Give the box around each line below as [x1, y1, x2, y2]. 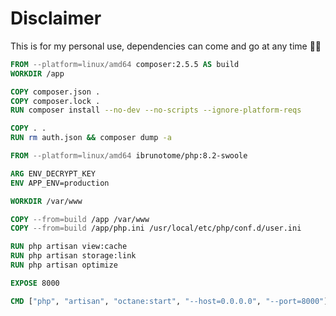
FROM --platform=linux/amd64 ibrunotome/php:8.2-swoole [10, 151, 248, 161]
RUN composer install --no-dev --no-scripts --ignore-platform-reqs [10, 105, 302, 116]
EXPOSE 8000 [10, 278, 60, 288]
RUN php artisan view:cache [10, 242, 128, 252]
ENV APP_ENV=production [10, 178, 110, 188]
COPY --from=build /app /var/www [10, 214, 150, 224]
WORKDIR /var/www [10, 196, 83, 206]
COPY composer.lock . [10, 96, 101, 106]
